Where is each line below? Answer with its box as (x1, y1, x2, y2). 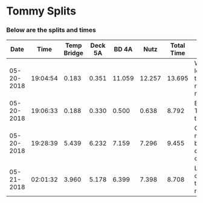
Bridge (63, 49, 83, 57)
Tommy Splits (6, 4, 77, 18)
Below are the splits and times (6, 26, 97, 34)
